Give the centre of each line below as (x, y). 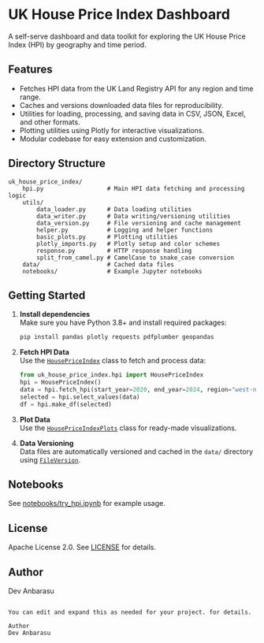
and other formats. (50, 122)
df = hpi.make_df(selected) (65, 404)
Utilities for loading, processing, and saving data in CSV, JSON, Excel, (132, 113)
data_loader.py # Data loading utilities (114, 209)
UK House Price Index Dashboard (119, 15)
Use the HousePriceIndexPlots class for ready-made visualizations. (128, 428)
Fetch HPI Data (44, 352)
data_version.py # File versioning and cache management (139, 223)
